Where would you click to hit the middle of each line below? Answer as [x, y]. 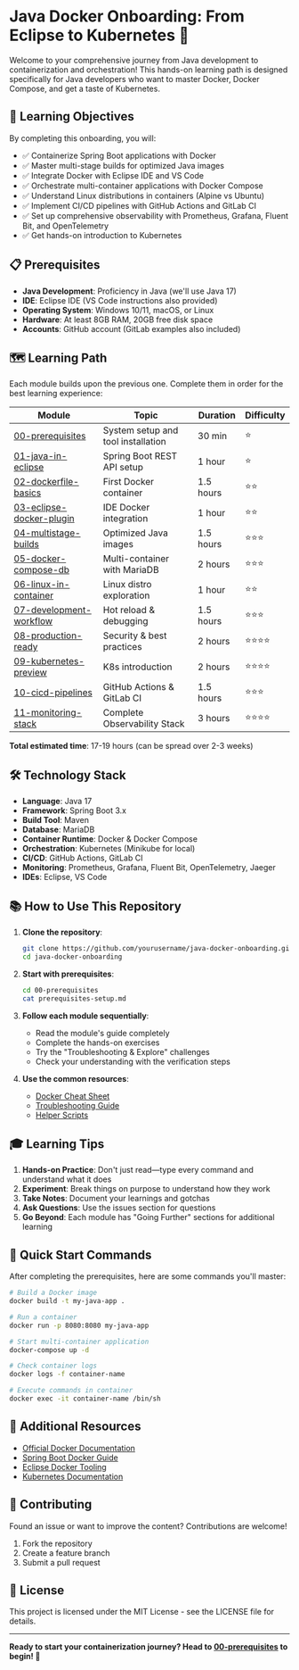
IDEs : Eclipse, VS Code [65, 877]
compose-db [41, 570]
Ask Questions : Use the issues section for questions [119, 1208]
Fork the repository [57, 1543]
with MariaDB [131, 570]
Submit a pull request [61, 1562]
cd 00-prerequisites [60, 990]
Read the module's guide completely [103, 1033]
